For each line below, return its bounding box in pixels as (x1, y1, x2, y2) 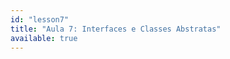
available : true (10, 33, 78, 43)
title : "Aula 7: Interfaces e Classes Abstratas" (10, 24, 222, 34)
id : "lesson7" (10, 14, 70, 25)
